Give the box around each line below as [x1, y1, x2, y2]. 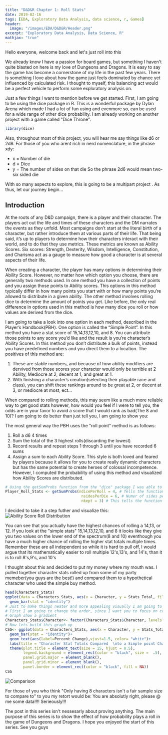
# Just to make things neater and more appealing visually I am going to [5, 604, 162, 609]
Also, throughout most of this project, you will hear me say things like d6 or [5, 135, 160, 141]
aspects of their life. [5, 257, 46, 263]
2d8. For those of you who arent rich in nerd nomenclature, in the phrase [5, 140, 155, 146]
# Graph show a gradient [5, 613, 57, 618]
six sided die [12, 171, 39, 177]
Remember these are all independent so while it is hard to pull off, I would [5, 544, 156, 550]
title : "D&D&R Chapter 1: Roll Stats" [5, 7, 86, 13]
